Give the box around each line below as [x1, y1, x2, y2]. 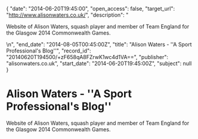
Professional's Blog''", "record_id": [6, 47, 91, 54]
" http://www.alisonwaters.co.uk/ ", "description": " [6, 11, 129, 18]
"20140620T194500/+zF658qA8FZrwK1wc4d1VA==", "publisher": [6, 54, 169, 60]
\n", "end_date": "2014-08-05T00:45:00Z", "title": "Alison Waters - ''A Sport [6, 41, 192, 48]
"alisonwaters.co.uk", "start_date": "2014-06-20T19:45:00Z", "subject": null [6, 60, 192, 67]
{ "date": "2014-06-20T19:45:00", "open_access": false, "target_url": [6, 5, 175, 12]
